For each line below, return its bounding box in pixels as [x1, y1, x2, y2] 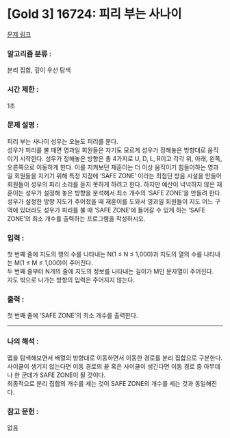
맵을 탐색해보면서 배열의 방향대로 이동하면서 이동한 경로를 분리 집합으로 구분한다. [7, 354, 223, 362]
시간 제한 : [7, 85, 39, 95]
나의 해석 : [7, 337, 39, 346]
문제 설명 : [7, 121, 39, 130]
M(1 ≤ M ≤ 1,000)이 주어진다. [14, 258, 94, 267]
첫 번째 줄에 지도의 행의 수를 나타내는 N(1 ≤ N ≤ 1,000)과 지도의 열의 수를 [7, 250, 203, 258]
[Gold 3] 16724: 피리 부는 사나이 [7, 6, 183, 22]
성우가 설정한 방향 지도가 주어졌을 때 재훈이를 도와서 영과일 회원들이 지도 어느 [7, 197, 214, 206]
